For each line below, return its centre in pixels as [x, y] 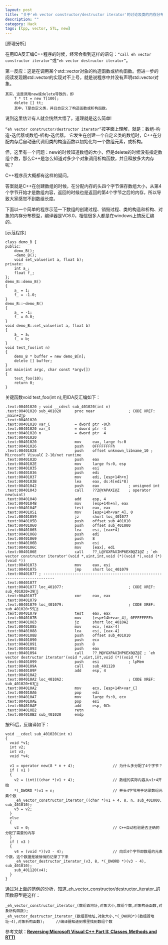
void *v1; [20, 743]
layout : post [19, 10]
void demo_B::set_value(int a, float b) [48, 326]
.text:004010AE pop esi [52, 702]
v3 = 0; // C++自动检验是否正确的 [87, 828]
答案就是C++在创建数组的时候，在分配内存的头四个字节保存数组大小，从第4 [83, 186]
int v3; [18, 752]
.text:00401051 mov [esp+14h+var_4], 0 [69, 512]
